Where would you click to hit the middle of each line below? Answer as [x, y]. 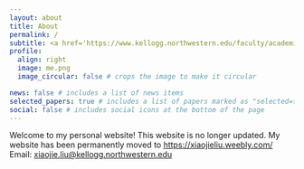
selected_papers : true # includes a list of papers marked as [129, 101]
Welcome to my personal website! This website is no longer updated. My [145, 136]
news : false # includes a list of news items [96, 93]
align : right [42, 60]
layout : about [36, 18]
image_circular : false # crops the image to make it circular [137, 77]
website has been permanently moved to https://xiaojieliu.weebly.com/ [141, 145]
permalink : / [34, 34]
